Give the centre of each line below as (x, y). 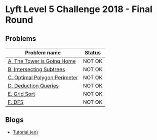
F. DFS (16, 102)
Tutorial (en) (25, 132)
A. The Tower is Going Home (42, 61)
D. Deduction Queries (33, 86)
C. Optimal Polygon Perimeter (43, 78)
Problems (21, 39)
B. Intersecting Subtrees (36, 69)
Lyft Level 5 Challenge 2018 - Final (79, 9)
